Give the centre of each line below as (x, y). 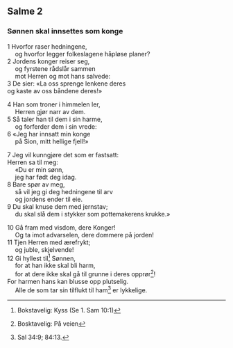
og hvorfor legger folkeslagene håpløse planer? (83, 54)
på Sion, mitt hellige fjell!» (52, 141)
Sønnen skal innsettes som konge (65, 31)
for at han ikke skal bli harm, (55, 266)
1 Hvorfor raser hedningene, (48, 46)
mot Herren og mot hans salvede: (63, 76)
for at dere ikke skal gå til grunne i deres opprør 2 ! (85, 273)
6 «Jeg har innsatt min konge (49, 134)
